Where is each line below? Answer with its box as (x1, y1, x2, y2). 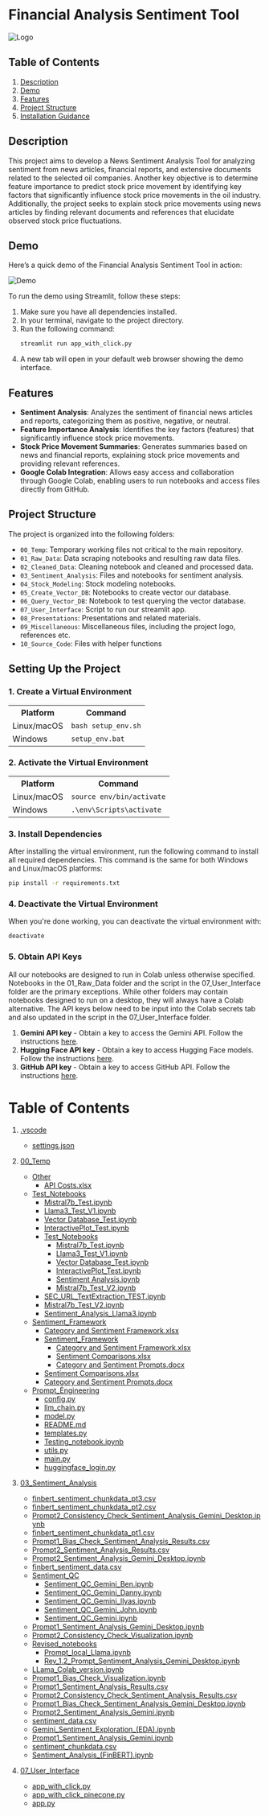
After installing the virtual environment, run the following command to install (8, 846, 259, 856)
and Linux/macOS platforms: (8, 863, 103, 874)
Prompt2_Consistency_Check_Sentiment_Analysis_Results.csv (31, 1690, 238, 1700)
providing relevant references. (19, 459, 120, 468)
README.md (43, 1420, 87, 1430)
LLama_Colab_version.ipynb (31, 1665, 124, 1674)
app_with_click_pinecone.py (31, 1790, 125, 1800)
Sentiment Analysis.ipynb (55, 1274, 141, 1284)
